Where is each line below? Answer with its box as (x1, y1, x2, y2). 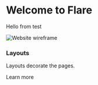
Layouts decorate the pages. (6, 62, 75, 69)
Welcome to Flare (6, 4, 92, 17)
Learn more (6, 74, 34, 81)
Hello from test (6, 23, 42, 30)
